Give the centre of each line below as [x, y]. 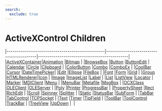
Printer [74, 88]
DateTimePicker [39, 72]
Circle [33, 67]
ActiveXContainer [24, 62]
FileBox [91, 72]
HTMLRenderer [22, 77]
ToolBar [113, 98]
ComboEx [120, 67]
